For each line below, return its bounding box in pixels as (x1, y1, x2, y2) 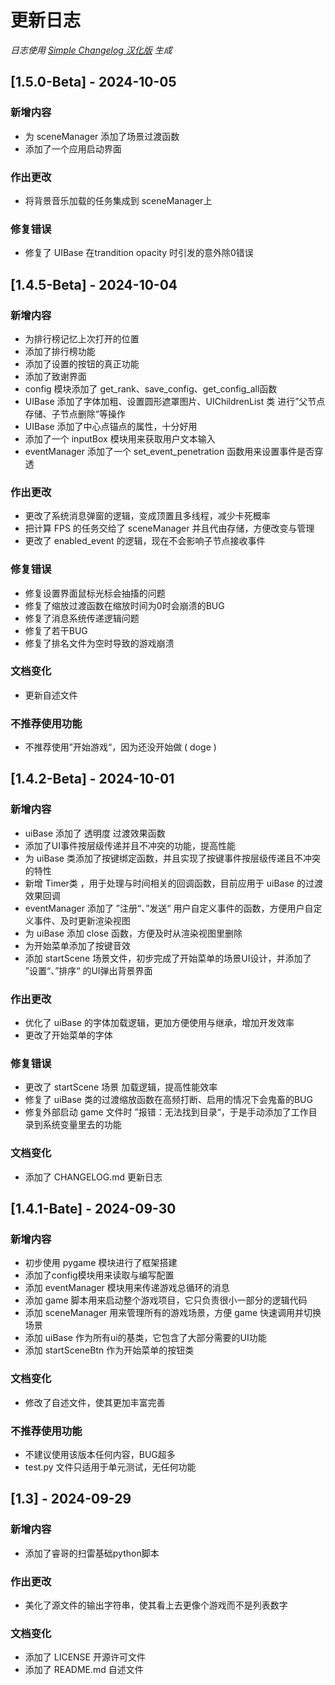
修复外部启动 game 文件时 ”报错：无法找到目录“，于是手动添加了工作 (24, 1106, 309, 1118)
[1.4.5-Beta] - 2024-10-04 (10, 276, 178, 293)
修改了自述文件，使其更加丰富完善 (24, 1396, 166, 1408)
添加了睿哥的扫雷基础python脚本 (24, 1547, 160, 1559)
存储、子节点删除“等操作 (24, 407, 126, 420)
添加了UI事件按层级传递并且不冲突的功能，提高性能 (24, 839, 236, 851)
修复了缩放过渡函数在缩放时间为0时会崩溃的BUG (24, 599, 225, 611)
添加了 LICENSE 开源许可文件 (24, 1651, 146, 1663)
